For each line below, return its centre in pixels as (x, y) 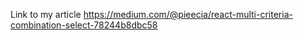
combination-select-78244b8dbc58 (84, 25)
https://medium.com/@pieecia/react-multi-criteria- (188, 14)
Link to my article (46, 14)
